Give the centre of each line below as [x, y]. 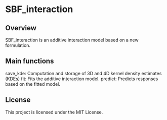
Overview [21, 28]
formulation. [18, 45]
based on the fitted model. [33, 84]
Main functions [30, 61]
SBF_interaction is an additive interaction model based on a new [72, 40]
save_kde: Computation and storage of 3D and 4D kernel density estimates [83, 73]
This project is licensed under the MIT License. [54, 112]
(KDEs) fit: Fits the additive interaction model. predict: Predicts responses [82, 79]
